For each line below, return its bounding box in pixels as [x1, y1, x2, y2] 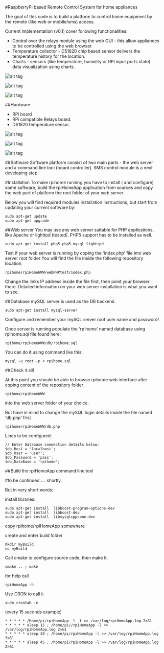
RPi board [12, 111, 32, 117]
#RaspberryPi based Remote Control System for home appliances [5, 4, 138, 10]
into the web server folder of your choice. [5, 400, 89, 406]
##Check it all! [5, 367, 34, 373]
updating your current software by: [5, 205, 76, 210]
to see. [5, 289, 19, 295]
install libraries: [5, 496, 36, 502]
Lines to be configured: [5, 433, 52, 439]
